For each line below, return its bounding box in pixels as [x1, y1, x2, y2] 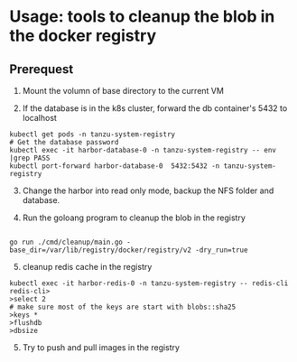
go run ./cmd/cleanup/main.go [9, 237, 124, 246]
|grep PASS [9, 153, 51, 162]
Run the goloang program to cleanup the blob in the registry [22, 212, 246, 223]
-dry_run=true [195, 246, 248, 255]
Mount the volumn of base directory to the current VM [22, 86, 224, 96]
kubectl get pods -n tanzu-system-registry [9, 130, 176, 139]
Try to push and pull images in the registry [22, 342, 181, 353]
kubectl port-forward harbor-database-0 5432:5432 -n [9, 162, 220, 171]
